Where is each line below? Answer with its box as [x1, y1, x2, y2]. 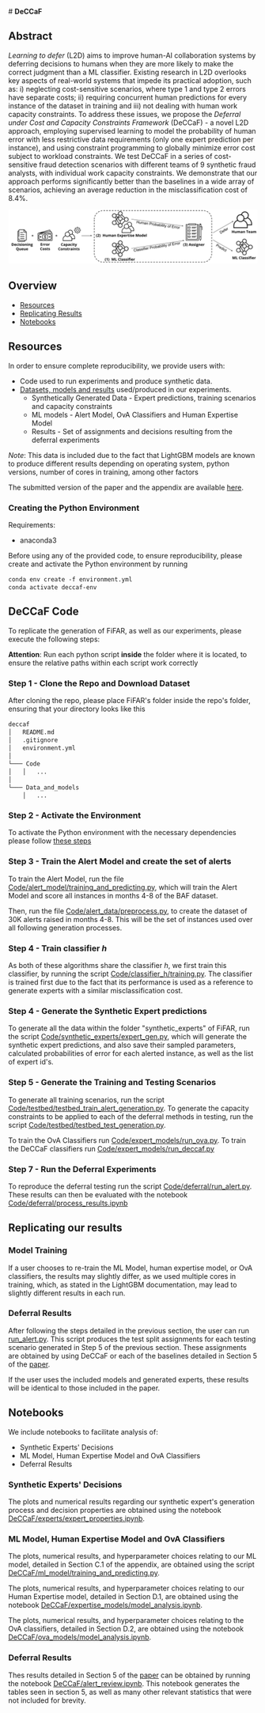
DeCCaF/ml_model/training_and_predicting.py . [8, 1568, 160, 1578]
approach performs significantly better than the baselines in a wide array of [8, 176, 255, 186]
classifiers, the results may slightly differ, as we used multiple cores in [8, 1271, 237, 1280]
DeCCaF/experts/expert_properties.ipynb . [8, 1514, 145, 1523]
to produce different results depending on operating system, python [8, 459, 229, 468]
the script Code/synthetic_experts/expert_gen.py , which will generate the [8, 1032, 248, 1042]
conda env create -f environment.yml [8, 575, 133, 584]
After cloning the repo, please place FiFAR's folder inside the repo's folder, [8, 696, 251, 705]
